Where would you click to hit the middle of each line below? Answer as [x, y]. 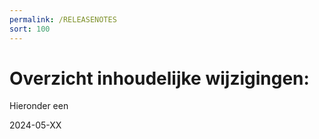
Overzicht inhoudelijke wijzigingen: [159, 78]
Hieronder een [39, 106]
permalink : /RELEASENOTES [63, 19]
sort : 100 [30, 29]
